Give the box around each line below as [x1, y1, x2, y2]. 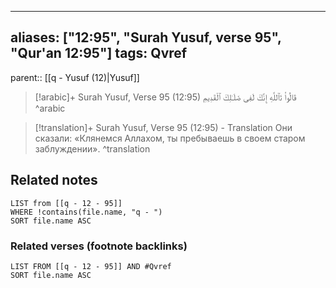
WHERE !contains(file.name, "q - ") [10, 207, 163, 217]
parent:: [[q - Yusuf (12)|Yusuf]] [10, 71, 140, 83]
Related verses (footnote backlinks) [10, 239, 188, 253]
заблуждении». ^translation [34, 142, 151, 155]
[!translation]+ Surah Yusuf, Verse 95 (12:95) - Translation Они [34, 121, 293, 133]
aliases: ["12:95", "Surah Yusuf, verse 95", [10, 29, 282, 46]
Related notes [10, 172, 98, 189]
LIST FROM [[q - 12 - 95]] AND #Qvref [10, 261, 172, 271]
